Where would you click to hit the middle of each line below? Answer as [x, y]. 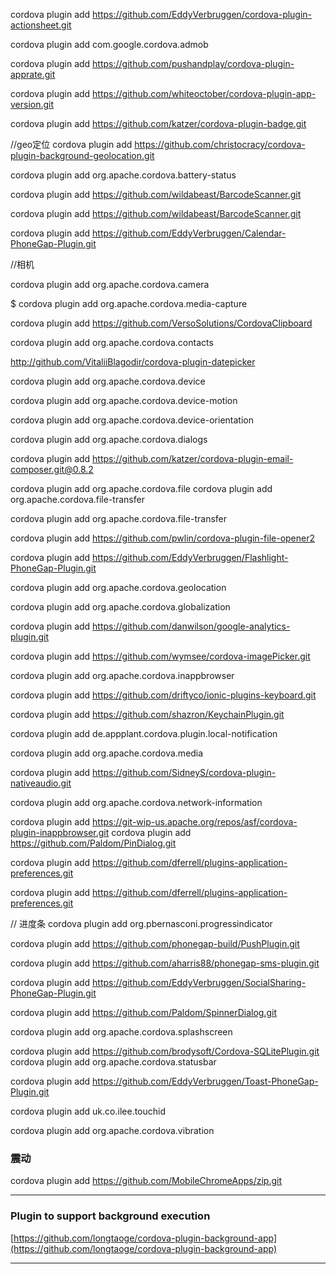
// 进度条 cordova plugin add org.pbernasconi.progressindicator [141, 923]
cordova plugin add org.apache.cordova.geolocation [118, 587]
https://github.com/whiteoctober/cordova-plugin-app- [204, 93]
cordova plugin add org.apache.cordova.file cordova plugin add [141, 488]
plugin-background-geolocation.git [82, 155]
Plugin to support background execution [110, 1216]
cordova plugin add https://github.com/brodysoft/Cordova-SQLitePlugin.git [165, 1051]
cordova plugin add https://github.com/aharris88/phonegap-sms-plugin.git [165, 963]
